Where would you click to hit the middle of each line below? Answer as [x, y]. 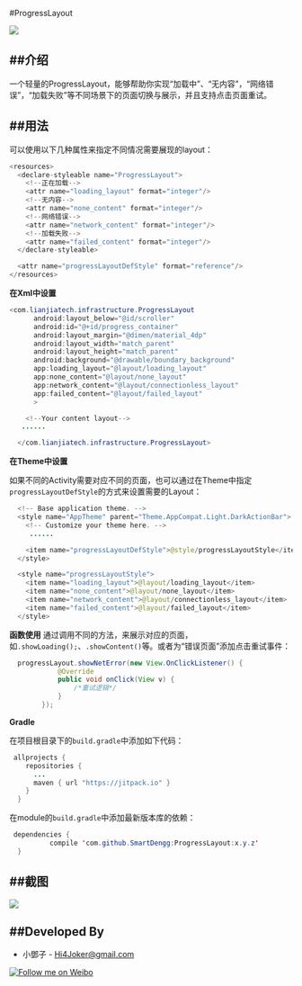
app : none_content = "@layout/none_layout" [110, 377]
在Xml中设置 [33, 293]
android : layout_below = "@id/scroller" [104, 318]
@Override [75, 671]
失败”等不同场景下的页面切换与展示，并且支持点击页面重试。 [160, 94]
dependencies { [41, 835]
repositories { [54, 766]
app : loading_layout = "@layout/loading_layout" [120, 369]
